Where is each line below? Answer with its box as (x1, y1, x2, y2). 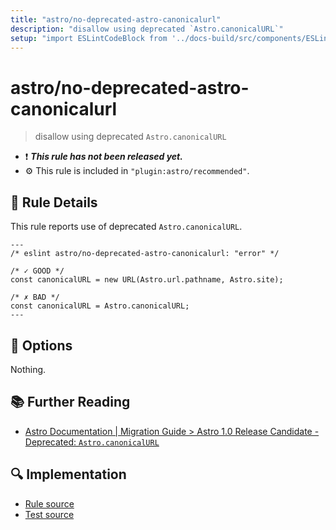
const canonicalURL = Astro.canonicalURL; (10, 301, 190, 311)
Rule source (24, 497, 75, 510)
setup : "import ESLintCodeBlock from (10, 33, 168, 43)
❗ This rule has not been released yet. (24, 151, 183, 163)
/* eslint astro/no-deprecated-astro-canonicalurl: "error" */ (10, 249, 280, 259)
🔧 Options (10, 337, 73, 354)
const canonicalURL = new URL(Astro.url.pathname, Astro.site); (10, 275, 284, 285)
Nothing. (10, 363, 47, 375)
